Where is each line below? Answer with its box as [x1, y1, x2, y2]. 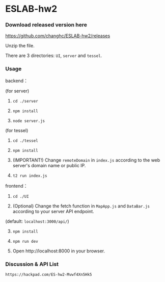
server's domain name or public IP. [12, 162, 86, 168]
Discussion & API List [5, 261, 59, 268]
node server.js [12, 118, 45, 123]
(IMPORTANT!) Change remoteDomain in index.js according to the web [12, 157, 160, 163]
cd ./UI [12, 194, 29, 199]
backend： [5, 78, 28, 84]
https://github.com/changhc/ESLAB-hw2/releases [5, 33, 111, 39]
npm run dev [12, 239, 38, 244]
